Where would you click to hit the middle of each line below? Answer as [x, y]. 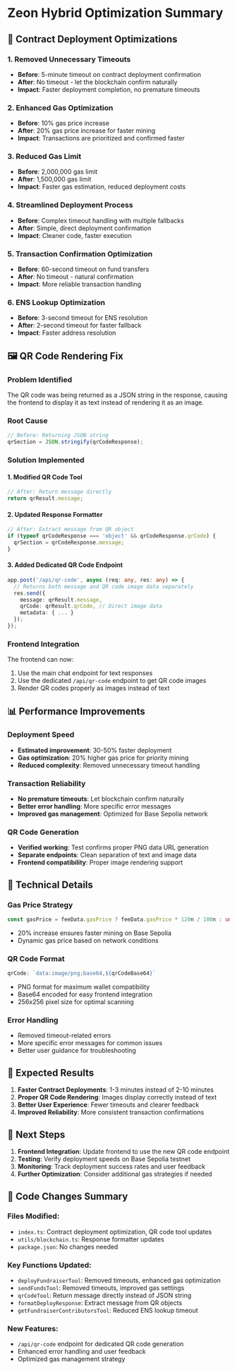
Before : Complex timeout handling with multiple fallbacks [101, 220]
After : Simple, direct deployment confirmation [84, 228]
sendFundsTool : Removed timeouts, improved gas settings [101, 1288]
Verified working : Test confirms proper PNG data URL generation [113, 847]
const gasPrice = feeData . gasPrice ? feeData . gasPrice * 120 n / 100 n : [115, 919]
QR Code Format [36, 958]
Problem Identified [40, 379]
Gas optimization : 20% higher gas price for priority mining [103, 758]
